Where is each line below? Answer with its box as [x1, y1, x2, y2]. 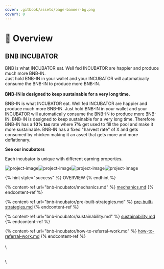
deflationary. [5, 137, 31, 143]
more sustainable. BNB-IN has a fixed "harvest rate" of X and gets [5, 126, 139, 132]
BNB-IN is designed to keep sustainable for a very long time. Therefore [12, 116, 155, 122]
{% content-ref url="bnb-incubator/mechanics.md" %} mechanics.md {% [5, 184, 154, 190]
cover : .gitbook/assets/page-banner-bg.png [5, 7, 95, 12]
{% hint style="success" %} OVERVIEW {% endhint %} [5, 174, 116, 181]
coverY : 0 [5, 12, 25, 17]
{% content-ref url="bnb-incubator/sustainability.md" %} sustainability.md [5, 213, 155, 219]
